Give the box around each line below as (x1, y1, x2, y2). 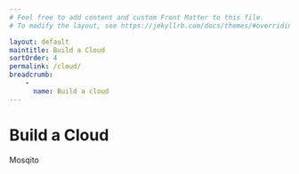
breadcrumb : (9, 70, 53, 80)
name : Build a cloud (32, 86, 109, 96)
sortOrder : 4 (9, 54, 58, 63)
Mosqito (9, 154, 40, 165)
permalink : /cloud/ (9, 62, 82, 71)
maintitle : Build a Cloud (9, 45, 105, 54)
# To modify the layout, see (9, 21, 117, 30)
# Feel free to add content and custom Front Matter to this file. (9, 12, 265, 22)
